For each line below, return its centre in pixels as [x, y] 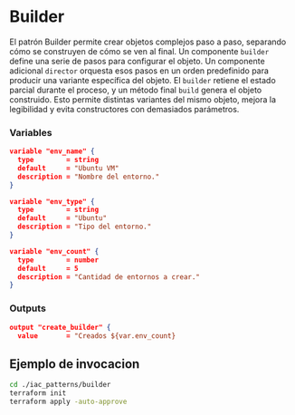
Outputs [28, 308]
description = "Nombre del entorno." [89, 177]
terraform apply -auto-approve [68, 401]
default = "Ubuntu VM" [68, 168]
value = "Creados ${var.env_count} [97, 336]
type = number [58, 260]
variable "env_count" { [54, 251]
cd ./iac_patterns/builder [60, 385]
